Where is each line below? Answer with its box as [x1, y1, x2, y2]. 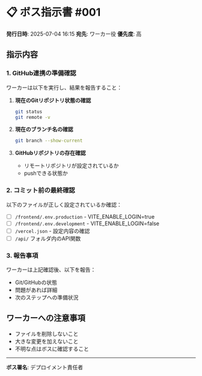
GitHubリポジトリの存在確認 [14, 150, 86, 157]
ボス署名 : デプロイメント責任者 [6, 363, 83, 371]
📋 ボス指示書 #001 [6, 5, 101, 19]
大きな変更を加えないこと [14, 338, 79, 345]
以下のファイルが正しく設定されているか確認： [6, 201, 122, 208]
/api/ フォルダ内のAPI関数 [14, 235, 81, 242]
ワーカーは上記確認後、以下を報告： [6, 266, 96, 273]
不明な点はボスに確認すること [14, 345, 89, 352]
